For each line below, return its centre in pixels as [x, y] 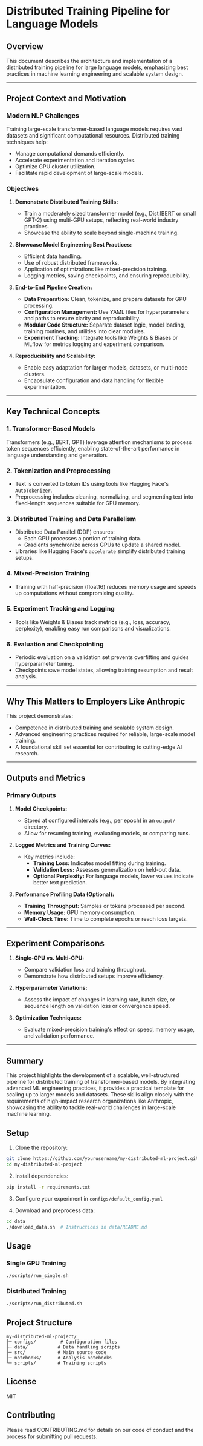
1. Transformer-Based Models [51, 429]
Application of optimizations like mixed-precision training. [96, 269]
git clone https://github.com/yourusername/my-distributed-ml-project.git [102, 1159]
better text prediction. [60, 882]
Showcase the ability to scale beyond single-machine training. [101, 233]
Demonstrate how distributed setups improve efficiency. [94, 976]
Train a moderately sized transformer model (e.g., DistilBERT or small [110, 213]
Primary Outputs [31, 795]
